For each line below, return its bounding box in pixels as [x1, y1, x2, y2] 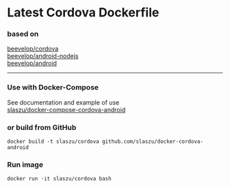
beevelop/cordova [7, 44, 59, 53]
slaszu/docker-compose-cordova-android [7, 105, 126, 113]
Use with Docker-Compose [7, 83, 99, 92]
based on [7, 29, 39, 39]
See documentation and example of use [7, 98, 120, 107]
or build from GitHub [7, 122, 77, 132]
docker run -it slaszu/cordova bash [7, 176, 112, 183]
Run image [7, 160, 43, 169]
